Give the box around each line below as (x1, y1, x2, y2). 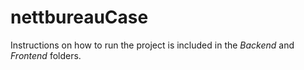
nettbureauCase (10, 6, 149, 29)
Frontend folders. (10, 49, 82, 61)
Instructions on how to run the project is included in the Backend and (10, 39, 295, 51)
